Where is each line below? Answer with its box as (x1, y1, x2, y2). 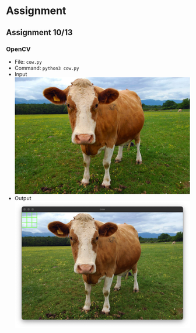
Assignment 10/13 (6, 28, 73, 37)
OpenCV (6, 45, 31, 53)
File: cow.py (14, 58, 42, 65)
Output (14, 194, 32, 201)
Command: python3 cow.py (14, 64, 79, 71)
